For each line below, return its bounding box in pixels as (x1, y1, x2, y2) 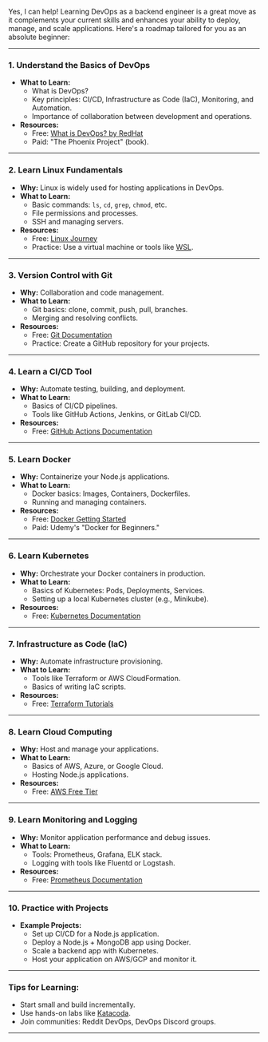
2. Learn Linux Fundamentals (8, 164, 124, 176)
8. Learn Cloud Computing (8, 727, 113, 737)
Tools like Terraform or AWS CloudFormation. (31, 674, 181, 683)
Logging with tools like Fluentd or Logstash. (31, 858, 175, 867)
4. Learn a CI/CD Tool (8, 366, 93, 377)
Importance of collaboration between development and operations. (31, 112, 253, 121)
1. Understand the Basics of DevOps (8, 59, 150, 70)
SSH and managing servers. (31, 216, 124, 226)
